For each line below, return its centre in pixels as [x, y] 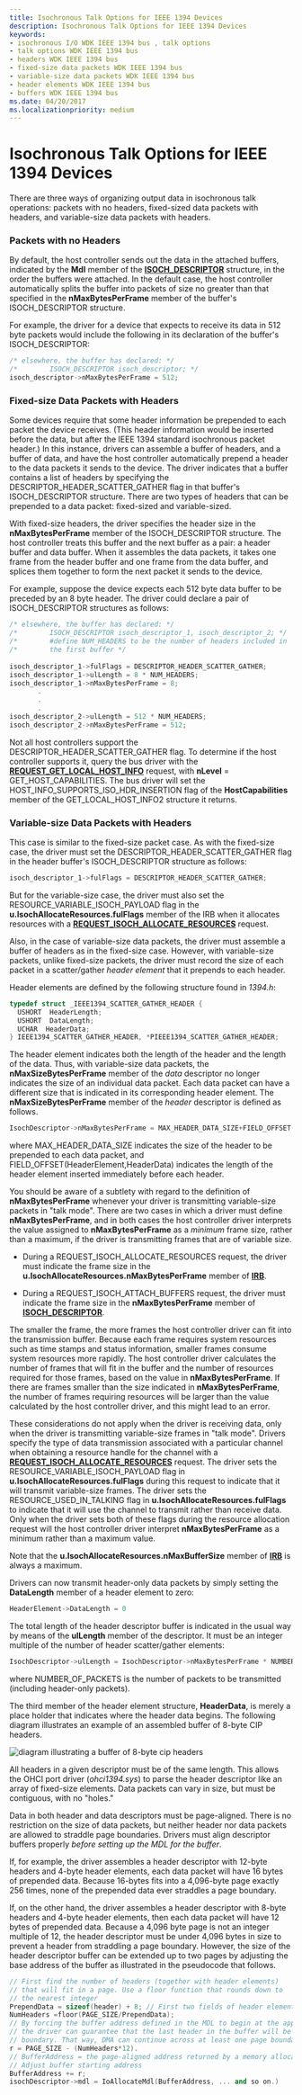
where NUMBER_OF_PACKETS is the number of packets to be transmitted [145, 1679]
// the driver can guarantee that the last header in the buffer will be [151, 2032]
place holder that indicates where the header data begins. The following [142, 1715]
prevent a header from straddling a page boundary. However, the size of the [150, 1946]
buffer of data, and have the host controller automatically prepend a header [149, 459]
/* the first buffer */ [68, 650]
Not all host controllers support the [74, 742]
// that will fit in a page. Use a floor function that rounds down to [146, 1990]
